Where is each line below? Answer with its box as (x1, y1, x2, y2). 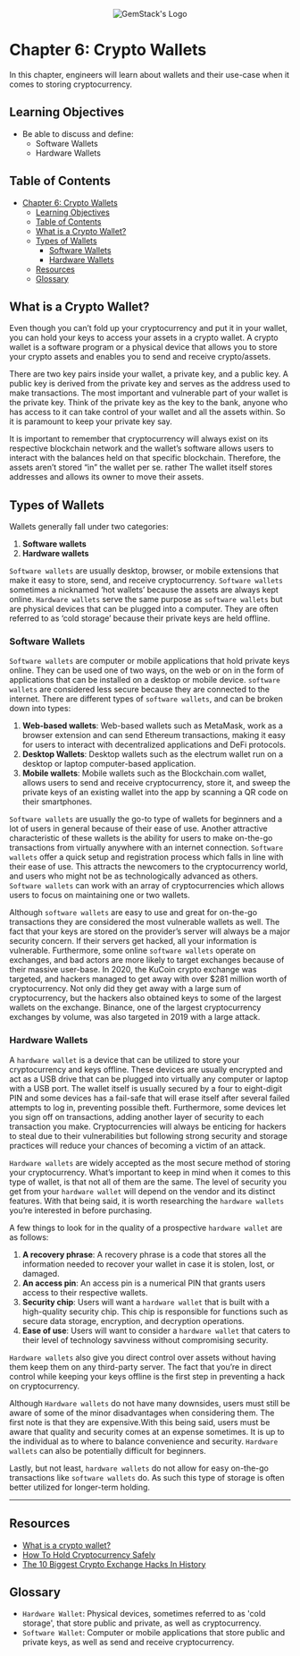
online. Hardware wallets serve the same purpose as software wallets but (9, 594, 283, 605)
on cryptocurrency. (9, 1380, 80, 1391)
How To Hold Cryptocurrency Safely (21, 1549, 156, 1560)
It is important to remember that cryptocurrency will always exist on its (9, 434, 269, 445)
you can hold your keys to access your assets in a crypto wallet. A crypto (9, 332, 279, 344)
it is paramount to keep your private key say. (9, 416, 172, 427)
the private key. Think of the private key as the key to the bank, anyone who (9, 397, 288, 408)
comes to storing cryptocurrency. (9, 79, 132, 89)
